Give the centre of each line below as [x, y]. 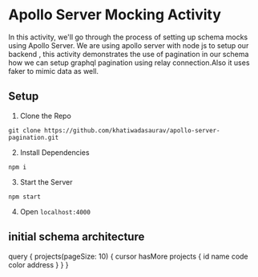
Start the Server [46, 181]
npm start [25, 197]
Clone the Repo [46, 116]
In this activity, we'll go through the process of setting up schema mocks [128, 37]
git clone [25, 130]
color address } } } [39, 265]
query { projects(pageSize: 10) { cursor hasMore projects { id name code [128, 256]
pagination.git [34, 137]
